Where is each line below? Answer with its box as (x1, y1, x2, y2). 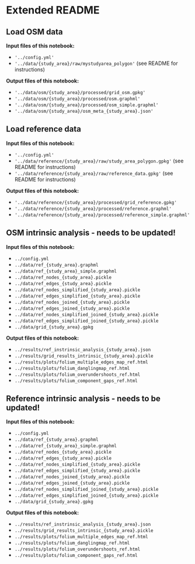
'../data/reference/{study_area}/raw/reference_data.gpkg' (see (14, 169, 173, 177)
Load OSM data (6, 27, 63, 37)
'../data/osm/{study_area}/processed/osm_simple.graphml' (14, 102, 159, 108)
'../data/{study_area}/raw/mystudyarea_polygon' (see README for (14, 60, 178, 67)
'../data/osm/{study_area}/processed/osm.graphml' (14, 96, 141, 102)
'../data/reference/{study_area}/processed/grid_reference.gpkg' (14, 199, 177, 205)
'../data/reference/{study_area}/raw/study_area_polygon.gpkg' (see (14, 157, 184, 164)
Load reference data (6, 124, 82, 134)
